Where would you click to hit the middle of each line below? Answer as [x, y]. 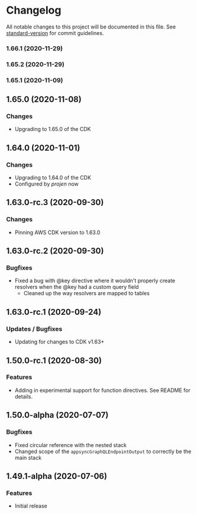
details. [24, 396]
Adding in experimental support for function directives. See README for [102, 390]
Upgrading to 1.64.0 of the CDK [53, 178]
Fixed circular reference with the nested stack [71, 445]
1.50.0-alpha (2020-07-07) [57, 415]
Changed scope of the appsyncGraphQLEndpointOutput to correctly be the [103, 451]
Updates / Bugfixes [34, 328]
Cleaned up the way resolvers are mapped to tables [86, 293]
